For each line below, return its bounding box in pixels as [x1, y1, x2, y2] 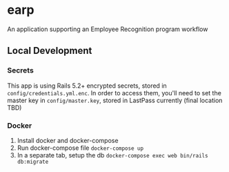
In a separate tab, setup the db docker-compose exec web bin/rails [17, 151, 208, 159]
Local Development [7, 45, 92, 57]
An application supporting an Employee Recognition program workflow [7, 25, 208, 33]
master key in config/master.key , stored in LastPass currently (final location [7, 96, 223, 104]
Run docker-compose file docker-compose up [17, 144, 143, 152]
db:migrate [17, 158, 49, 165]
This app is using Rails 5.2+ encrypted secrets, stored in [7, 82, 167, 90]
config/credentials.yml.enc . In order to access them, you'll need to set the [7, 88, 222, 97]
